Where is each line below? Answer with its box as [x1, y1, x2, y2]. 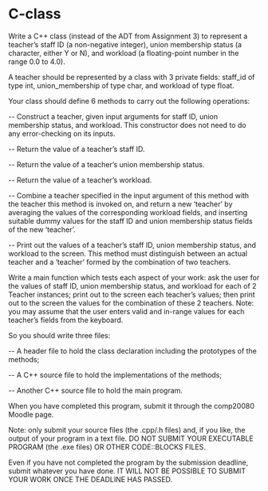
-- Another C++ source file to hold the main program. [8, 385, 183, 395]
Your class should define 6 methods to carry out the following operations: [8, 96, 250, 106]
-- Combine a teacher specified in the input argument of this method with [8, 190, 250, 200]
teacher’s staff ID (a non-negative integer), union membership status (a [8, 39, 242, 49]
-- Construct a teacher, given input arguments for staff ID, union [8, 111, 219, 121]
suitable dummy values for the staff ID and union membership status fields [8, 216, 253, 226]
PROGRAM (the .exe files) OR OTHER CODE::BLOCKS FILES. [8, 441, 206, 452]
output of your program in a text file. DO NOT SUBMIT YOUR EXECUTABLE [8, 433, 254, 443]
